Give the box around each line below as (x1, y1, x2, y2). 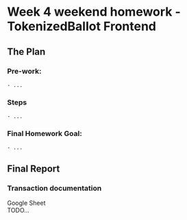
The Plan (7, 46, 46, 57)
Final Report (7, 163, 60, 174)
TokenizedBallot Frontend (7, 18, 156, 34)
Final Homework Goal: (7, 129, 82, 139)
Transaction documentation (7, 183, 102, 193)
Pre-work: (7, 66, 42, 76)
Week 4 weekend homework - (7, 4, 182, 20)
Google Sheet (7, 199, 46, 207)
